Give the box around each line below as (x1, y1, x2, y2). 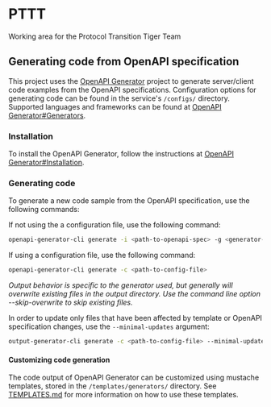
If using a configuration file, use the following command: (8, 251, 196, 260)
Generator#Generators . (8, 110, 86, 120)
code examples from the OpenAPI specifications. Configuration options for (8, 85, 256, 94)
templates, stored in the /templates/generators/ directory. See (8, 381, 217, 391)
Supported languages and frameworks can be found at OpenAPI (8, 102, 222, 111)
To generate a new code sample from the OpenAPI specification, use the (8, 196, 250, 206)
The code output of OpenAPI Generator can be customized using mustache (8, 372, 260, 383)
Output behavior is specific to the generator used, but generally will (8, 280, 233, 290)
